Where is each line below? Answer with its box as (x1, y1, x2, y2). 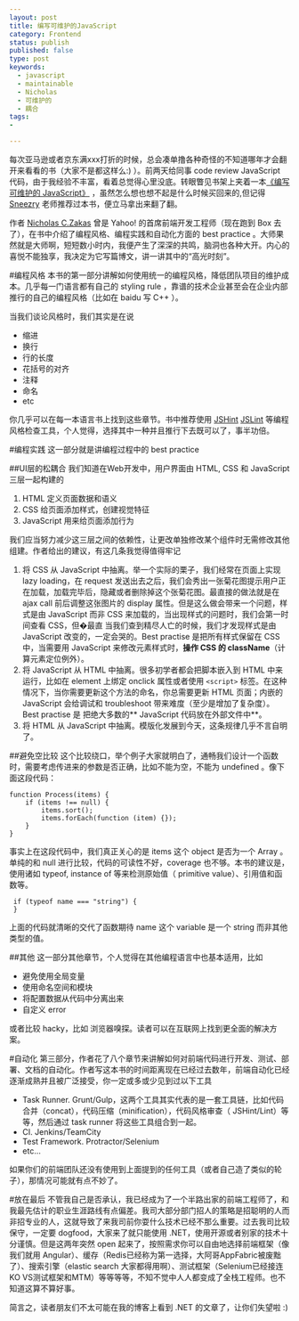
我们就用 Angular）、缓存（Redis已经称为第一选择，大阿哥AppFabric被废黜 (9, 1250, 282, 1260)
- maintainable (17, 79, 74, 88)
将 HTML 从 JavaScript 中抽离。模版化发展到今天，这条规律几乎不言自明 (21, 721, 287, 730)
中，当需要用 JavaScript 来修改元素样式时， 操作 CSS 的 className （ (21, 642, 279, 653)
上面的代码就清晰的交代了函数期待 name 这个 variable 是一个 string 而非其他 (9, 922, 288, 932)
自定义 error (21, 1004, 67, 1015)
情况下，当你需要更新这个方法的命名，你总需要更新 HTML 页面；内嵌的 (21, 687, 283, 697)
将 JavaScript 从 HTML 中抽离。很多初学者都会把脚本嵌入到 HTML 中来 (21, 665, 283, 675)
